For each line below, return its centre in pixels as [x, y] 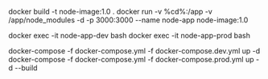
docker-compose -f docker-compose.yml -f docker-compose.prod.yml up [131, 59]
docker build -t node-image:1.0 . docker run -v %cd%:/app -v [111, 12]
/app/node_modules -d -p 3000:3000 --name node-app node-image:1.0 [128, 20]
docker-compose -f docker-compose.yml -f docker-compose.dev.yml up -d [134, 51]
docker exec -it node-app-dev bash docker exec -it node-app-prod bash [130, 36]
